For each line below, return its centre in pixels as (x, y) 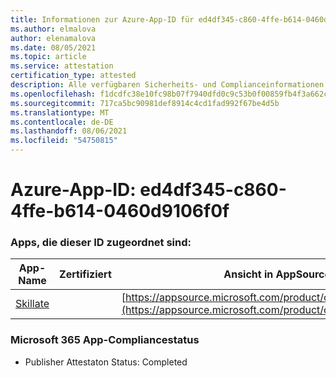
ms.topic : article (48, 57)
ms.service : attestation (62, 66)
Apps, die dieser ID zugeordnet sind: (101, 243)
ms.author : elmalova (53, 29)
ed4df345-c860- (213, 190)
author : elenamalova (53, 38)
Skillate (32, 304)
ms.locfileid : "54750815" (64, 141)
